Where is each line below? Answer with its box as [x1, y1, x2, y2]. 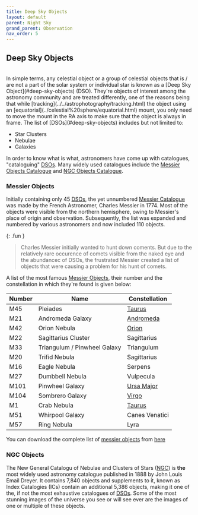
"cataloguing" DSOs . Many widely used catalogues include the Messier [6, 161, 180, 168]
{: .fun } [6, 232, 25, 239]
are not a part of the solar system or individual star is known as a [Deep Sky [6, 81, 191, 88]
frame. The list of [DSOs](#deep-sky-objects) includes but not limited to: [6, 119, 184, 126]
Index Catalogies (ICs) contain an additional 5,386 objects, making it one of [6, 483, 190, 490]
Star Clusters [14, 130, 47, 137]
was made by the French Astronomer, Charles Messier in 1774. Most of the [6, 202, 189, 209]
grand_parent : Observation [6, 25, 73, 31]
